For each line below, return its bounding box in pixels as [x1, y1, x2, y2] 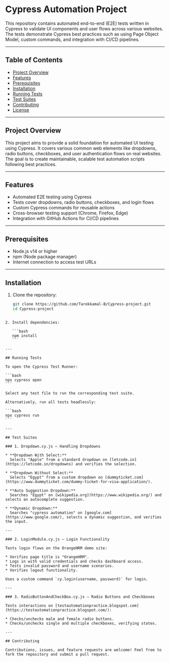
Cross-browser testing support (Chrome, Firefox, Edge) [12, 210, 129, 216]
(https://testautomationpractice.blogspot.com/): [5, 607, 112, 612]
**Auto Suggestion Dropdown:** [10, 488, 76, 493]
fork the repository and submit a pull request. [5, 651, 110, 657]
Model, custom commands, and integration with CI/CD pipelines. [5, 36, 140, 42]
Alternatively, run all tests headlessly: [5, 400, 96, 405]
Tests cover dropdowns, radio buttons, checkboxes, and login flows [12, 199, 154, 205]
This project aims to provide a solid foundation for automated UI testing [5, 140, 154, 146]
